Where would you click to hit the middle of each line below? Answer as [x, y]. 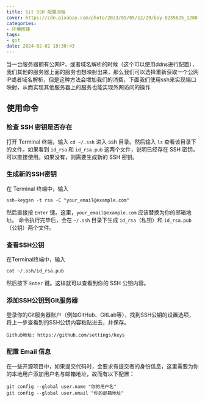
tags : [13, 35]
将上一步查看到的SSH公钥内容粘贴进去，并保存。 [68, 323]
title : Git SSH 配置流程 [36, 12]
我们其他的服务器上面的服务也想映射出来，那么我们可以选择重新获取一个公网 [103, 71]
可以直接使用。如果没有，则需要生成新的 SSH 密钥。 [72, 157]
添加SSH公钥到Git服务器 [42, 301]
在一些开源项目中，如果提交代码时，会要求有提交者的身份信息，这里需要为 [100, 366]
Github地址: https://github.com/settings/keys [66, 335]
